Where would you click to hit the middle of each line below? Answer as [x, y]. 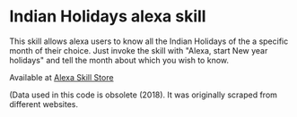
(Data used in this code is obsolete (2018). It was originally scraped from [144, 95]
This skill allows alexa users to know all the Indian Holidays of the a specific [149, 41]
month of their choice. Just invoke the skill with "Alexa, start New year [139, 50]
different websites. [44, 104]
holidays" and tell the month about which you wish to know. [119, 60]
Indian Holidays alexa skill [108, 17]
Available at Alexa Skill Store [61, 77]
